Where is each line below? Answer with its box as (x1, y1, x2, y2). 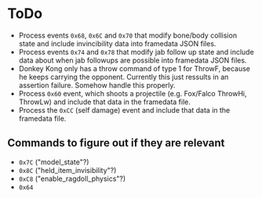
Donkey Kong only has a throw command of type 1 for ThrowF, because (18, 63, 250, 73)
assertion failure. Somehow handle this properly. (18, 80, 176, 90)
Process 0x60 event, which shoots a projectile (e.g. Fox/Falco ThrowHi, (18, 88, 247, 98)
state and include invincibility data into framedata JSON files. (18, 38, 217, 48)
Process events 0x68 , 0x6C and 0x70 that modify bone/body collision (18, 31, 237, 40)
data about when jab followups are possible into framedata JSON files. (18, 56, 247, 65)
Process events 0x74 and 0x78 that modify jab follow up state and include (18, 47, 254, 56)
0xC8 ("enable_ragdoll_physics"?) (18, 174, 126, 183)
